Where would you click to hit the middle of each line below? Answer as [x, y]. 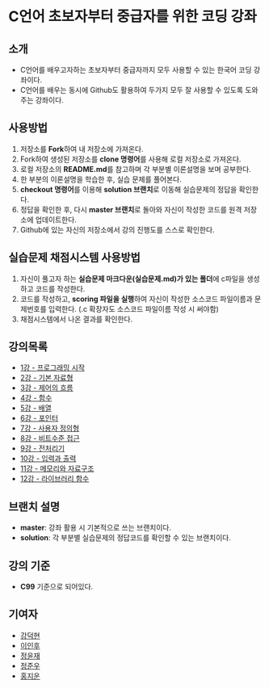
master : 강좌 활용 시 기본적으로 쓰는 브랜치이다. [96, 528]
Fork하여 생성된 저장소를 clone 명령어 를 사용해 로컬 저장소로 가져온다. [130, 159]
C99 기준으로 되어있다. [57, 587]
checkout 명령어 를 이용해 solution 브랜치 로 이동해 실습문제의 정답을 [128, 189]
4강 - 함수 [36, 398]
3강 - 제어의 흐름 [46, 388]
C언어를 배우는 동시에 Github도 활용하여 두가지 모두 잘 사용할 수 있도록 [132, 90]
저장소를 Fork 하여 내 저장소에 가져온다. [82, 149]
